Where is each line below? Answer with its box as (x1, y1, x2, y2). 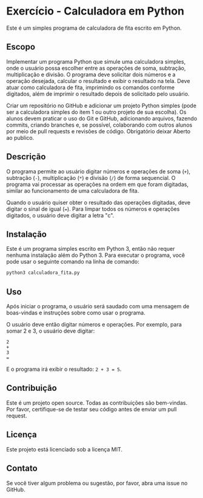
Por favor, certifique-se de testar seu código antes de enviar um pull (6, 405, 177, 413)
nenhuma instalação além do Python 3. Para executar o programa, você (6, 251, 185, 259)
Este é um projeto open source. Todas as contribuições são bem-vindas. (6, 399, 188, 407)
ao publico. (6, 134, 35, 141)
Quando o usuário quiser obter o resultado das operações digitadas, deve (6, 199, 191, 206)
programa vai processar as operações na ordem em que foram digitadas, (6, 181, 189, 188)
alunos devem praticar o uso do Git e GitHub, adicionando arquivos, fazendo (6, 115, 198, 122)
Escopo (6, 42, 35, 52)
